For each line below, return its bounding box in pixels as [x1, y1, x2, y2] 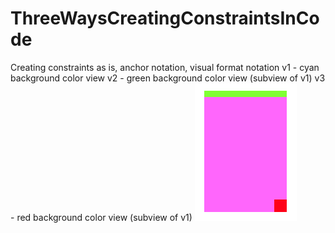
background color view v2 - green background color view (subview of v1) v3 [10, 72, 326, 84]
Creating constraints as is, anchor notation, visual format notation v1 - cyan [10, 61, 320, 73]
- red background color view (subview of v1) [10, 211, 193, 223]
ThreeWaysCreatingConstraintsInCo [10, 7, 320, 30]
